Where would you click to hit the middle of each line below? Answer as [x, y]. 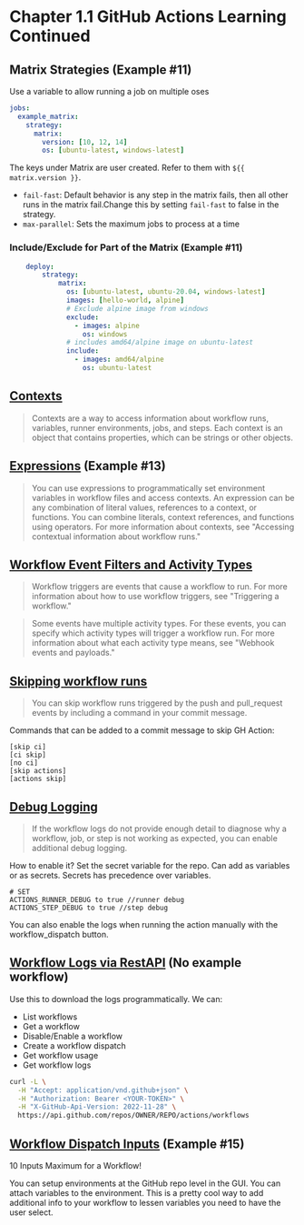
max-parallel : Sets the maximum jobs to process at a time [131, 224]
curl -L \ [28, 1081]
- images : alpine [107, 326]
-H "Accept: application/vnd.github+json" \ [103, 1090]
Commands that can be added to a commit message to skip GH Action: [142, 730]
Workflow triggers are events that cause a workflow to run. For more [159, 587]
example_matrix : [48, 116]
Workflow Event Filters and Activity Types [131, 564]
